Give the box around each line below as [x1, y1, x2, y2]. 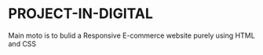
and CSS [8, 38, 37, 48]
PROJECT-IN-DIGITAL [8, 5, 153, 23]
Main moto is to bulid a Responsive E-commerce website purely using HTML [8, 31, 255, 40]
